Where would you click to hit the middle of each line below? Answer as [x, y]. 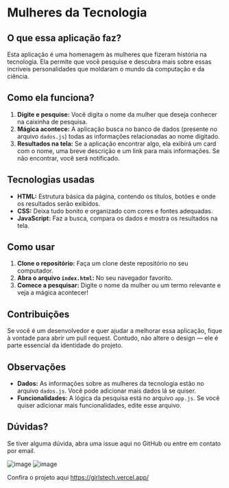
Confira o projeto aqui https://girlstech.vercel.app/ [78, 477]
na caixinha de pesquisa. [52, 121]
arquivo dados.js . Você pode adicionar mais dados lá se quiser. [107, 391]
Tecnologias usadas [51, 180]
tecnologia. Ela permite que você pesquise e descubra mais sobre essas [109, 62]
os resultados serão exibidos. [59, 203]
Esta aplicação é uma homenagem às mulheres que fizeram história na [107, 54]
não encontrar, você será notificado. [68, 158]
